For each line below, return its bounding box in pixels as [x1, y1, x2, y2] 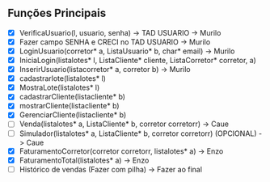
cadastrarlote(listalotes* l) [19, 74, 107, 83]
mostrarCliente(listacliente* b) [19, 101, 120, 111]
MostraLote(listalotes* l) [19, 83, 100, 92]
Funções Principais [7, 6, 107, 20]
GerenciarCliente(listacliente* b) [19, 110, 127, 120]
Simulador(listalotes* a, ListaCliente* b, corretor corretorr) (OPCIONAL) [19, 129, 257, 138]
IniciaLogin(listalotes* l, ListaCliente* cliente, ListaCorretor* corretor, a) [19, 56, 256, 65]
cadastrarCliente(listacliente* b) [19, 92, 126, 102]
